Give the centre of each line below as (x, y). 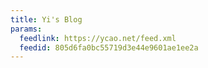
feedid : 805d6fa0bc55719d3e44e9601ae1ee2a (109, 47)
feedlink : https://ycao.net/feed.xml (98, 38)
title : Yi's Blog (46, 19)
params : (26, 29)
